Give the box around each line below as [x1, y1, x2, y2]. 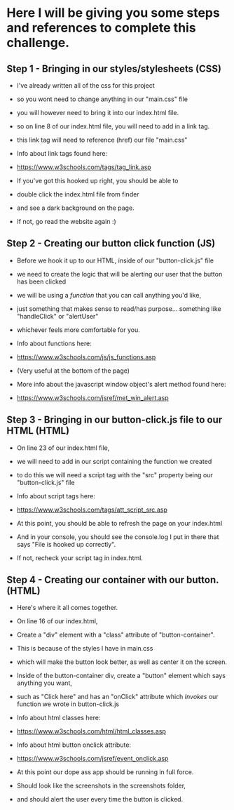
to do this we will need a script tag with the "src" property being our [16, 470, 213, 479]
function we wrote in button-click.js [16, 700, 120, 708]
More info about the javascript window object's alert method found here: [16, 380, 226, 388]
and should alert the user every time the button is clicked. [16, 795, 184, 804]
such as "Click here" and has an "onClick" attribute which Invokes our [16, 693, 219, 701]
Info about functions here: [16, 339, 92, 347]
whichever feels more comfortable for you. [16, 325, 141, 334]
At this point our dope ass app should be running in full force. [16, 768, 194, 776]
